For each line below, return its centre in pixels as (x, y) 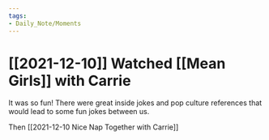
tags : (17, 16)
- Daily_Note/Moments (45, 23)
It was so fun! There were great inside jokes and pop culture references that (135, 103)
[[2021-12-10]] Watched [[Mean (117, 64)
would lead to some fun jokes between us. (79, 112)
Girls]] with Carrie (70, 81)
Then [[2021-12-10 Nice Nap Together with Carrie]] (94, 127)
